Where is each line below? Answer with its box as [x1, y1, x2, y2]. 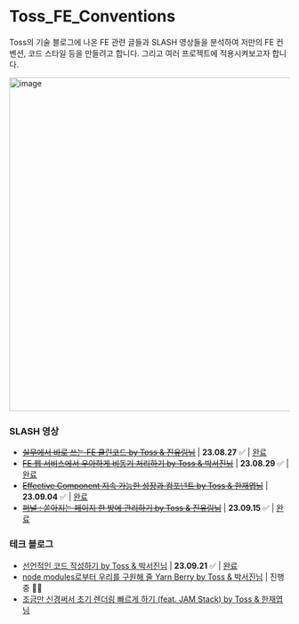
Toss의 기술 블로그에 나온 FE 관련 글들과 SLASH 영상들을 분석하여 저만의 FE [9, 36, 274, 47]
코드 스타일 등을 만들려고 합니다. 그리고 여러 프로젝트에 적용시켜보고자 [28, 47, 271, 59]
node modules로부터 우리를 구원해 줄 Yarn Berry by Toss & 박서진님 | [21, 571, 269, 582]
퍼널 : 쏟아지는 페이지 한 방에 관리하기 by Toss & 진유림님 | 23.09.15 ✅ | [21, 503, 275, 514]
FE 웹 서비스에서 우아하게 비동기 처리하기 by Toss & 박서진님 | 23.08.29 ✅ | [21, 458, 289, 469]
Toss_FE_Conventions [9, 6, 176, 27]
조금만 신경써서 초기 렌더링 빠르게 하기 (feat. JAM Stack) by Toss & [21, 594, 260, 604]
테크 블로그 [9, 539, 54, 551]
